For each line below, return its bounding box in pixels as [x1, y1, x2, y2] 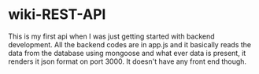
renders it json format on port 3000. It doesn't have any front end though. [8, 57, 246, 66]
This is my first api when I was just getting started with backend [8, 31, 215, 41]
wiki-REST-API [8, 6, 106, 24]
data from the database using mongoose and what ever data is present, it [8, 48, 246, 57]
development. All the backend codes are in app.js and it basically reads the [8, 39, 252, 49]
